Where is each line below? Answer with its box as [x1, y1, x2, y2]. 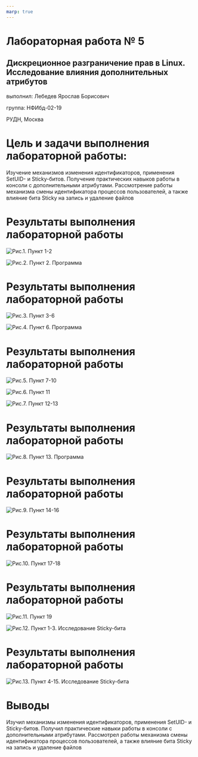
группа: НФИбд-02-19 [6, 104, 62, 111]
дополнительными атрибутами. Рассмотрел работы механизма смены [6, 731, 188, 738]
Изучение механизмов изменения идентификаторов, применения [6, 169, 175, 176]
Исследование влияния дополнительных [6, 67, 169, 77]
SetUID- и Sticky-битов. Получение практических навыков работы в [6, 175, 180, 182]
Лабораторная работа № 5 [6, 34, 145, 48]
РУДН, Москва [6, 116, 44, 123]
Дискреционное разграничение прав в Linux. [6, 58, 185, 69]
